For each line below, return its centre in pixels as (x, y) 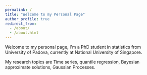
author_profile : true (27, 19)
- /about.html (24, 33)
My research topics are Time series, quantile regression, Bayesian (73, 62)
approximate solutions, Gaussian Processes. (50, 67)
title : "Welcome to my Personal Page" (45, 14)
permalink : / (19, 10)
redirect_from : (21, 24)
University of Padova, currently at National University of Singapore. (74, 52)
